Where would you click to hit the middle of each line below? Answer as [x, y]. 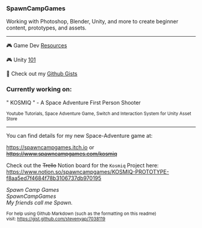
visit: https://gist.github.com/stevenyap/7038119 [56, 219]
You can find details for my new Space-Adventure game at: [80, 135]
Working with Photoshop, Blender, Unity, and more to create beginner [92, 22]
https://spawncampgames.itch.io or [50, 147]
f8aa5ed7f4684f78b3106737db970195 [54, 178]
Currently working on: [39, 90]
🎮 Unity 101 [21, 60]
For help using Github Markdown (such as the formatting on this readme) [81, 214]
